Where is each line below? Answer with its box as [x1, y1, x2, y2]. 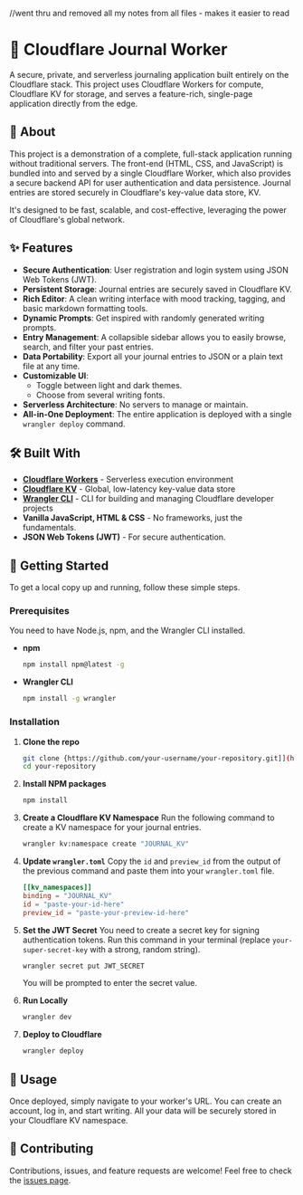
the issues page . [9, 1174, 71, 1185]
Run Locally [22, 995, 68, 1006]
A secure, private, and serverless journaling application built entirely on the [9, 69, 289, 80]
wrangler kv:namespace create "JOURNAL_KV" [22, 839, 190, 849]
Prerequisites [9, 605, 70, 617]
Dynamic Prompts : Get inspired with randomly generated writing [22, 312, 265, 323]
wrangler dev [22, 1013, 72, 1022]
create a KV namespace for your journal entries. [22, 822, 202, 833]
